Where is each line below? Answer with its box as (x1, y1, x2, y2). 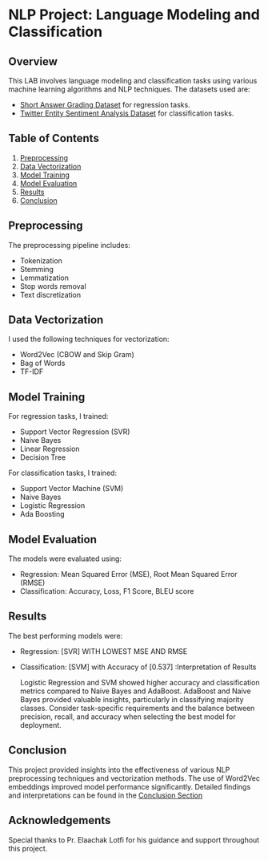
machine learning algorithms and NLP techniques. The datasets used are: (8, 84, 250, 94)
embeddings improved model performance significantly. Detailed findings (8, 782, 251, 791)
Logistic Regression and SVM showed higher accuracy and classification (19, 677, 260, 687)
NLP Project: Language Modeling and (8, 6, 260, 24)
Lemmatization (19, 273, 70, 282)
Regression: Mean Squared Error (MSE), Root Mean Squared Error (19, 570, 238, 579)
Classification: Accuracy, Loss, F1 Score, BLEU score (19, 587, 194, 596)
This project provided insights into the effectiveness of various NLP (8, 765, 230, 774)
